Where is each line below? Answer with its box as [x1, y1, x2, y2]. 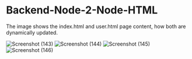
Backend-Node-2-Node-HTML [6, 4, 158, 17]
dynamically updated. [6, 29, 58, 36]
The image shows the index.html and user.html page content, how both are [6, 23, 186, 30]
